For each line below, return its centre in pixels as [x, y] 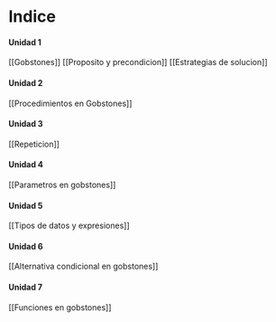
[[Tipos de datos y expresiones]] [69, 226]
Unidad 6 [26, 246]
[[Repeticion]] [34, 144]
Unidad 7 [25, 287]
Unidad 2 [26, 82]
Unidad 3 [26, 124]
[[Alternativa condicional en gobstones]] [83, 266]
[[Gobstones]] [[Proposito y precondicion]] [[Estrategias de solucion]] [138, 62]
